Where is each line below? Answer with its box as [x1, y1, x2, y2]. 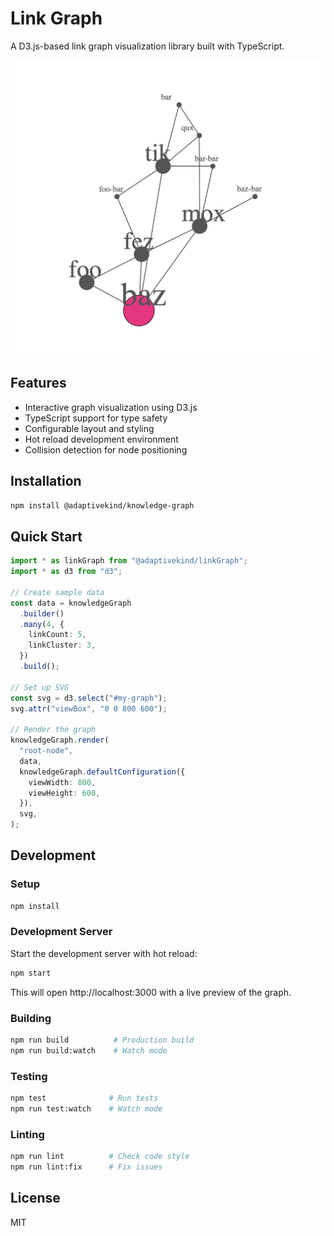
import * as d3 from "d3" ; [10, 567, 123, 577]
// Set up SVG [10, 682, 70, 692]
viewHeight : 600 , [28, 788, 101, 798]
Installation [10, 473, 82, 490]
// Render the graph [10, 725, 97, 735]
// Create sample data [10, 587, 105, 597]
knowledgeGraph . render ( [10, 735, 110, 746]
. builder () [19, 608, 65, 619]
